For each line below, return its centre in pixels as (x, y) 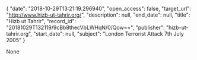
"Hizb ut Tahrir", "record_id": (41, 21)
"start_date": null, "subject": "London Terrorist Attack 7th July (109, 34)
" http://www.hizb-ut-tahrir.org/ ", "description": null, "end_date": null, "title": (98, 15)
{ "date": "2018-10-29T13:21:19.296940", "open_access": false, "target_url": (99, 9)
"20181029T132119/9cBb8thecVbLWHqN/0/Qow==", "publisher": (85, 27)
